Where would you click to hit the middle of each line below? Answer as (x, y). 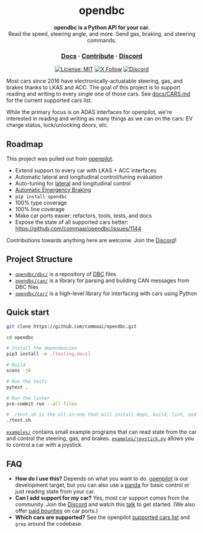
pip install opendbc (41, 197)
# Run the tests (27, 381)
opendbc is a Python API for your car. (102, 27)
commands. (102, 40)
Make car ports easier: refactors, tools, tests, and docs (83, 216)
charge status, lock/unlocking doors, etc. (58, 125)
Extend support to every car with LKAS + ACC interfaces (86, 171)
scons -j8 (19, 371)
